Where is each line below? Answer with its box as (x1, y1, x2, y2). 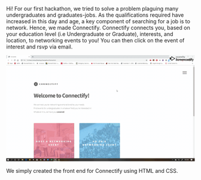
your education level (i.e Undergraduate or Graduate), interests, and (6, 30, 173, 38)
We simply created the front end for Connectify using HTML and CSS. (6, 167, 178, 174)
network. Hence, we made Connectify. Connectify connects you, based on (6, 24, 190, 31)
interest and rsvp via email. (6, 43, 73, 50)
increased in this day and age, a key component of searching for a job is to (6, 18, 190, 25)
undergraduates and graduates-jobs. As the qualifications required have (6, 11, 184, 19)
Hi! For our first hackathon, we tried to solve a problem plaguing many (6, 5, 179, 12)
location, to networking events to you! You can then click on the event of (6, 37, 185, 44)
